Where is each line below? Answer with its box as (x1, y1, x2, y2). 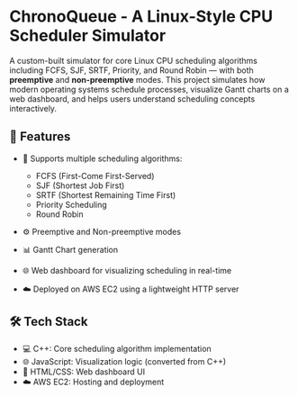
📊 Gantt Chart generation (22, 244, 119, 255)
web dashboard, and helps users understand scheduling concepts (9, 93, 256, 104)
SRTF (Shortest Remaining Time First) (35, 189, 176, 200)
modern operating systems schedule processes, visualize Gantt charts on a (9, 84, 290, 94)
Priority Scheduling (35, 199, 108, 210)
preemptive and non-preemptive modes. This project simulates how (9, 74, 266, 85)
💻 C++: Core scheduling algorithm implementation (22, 343, 212, 354)
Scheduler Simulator (9, 25, 167, 46)
